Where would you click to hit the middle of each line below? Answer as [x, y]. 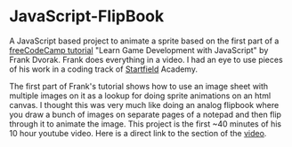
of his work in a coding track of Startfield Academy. [104, 69]
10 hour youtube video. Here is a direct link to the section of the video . [138, 133]
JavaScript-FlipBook [87, 16]
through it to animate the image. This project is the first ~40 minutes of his [146, 124]
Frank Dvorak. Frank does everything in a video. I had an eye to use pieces [146, 59]
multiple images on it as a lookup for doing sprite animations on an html [140, 96]
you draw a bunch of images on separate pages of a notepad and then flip [146, 114]
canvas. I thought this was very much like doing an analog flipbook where [144, 104]
